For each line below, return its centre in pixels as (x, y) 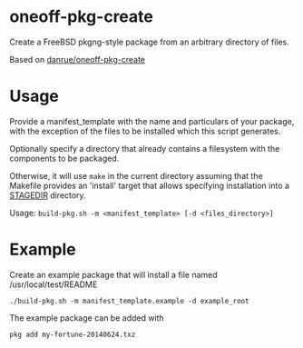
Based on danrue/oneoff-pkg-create (77, 59)
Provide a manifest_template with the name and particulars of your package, (152, 121)
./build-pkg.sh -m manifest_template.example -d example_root (129, 301)
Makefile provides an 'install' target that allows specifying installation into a (150, 185)
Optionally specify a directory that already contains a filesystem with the (145, 148)
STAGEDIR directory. (48, 195)
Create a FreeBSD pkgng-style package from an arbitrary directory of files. (150, 42)
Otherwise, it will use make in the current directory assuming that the (136, 175)
